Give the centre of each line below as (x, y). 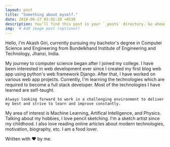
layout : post (19, 10)
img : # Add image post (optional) (43, 29)
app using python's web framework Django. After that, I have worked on (80, 74)
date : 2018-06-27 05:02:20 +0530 (40, 19)
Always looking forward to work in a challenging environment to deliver (85, 99)
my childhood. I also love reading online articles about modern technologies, (85, 124)
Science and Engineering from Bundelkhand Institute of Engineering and (80, 48)
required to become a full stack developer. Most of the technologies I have (83, 85)
